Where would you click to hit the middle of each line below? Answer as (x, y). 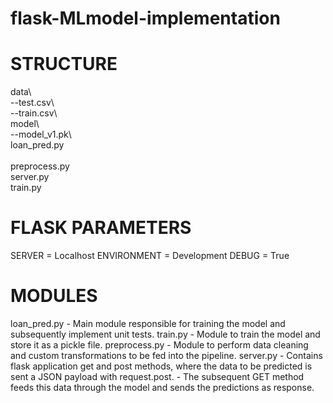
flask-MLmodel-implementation (145, 18)
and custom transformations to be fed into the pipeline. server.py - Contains (166, 355)
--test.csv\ (32, 103)
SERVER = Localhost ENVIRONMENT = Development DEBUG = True (150, 256)
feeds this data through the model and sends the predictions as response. (162, 387)
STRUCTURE (64, 64)
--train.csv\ (34, 113)
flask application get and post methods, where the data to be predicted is (161, 366)
